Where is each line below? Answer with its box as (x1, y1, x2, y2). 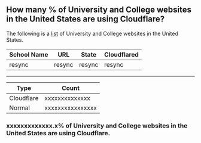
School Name (9, 50, 48, 58)
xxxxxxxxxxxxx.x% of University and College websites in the (6, 122, 188, 130)
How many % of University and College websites (6, 5, 191, 15)
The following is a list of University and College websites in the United (6, 30, 178, 37)
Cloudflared (103, 50, 139, 58)
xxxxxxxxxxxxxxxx (44, 104, 98, 112)
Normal (9, 104, 30, 112)
